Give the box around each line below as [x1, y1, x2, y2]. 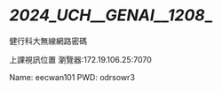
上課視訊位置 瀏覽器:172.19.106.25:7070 [9, 54, 153, 64]
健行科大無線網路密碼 [9, 35, 87, 46]
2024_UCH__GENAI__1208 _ [9, 5, 213, 26]
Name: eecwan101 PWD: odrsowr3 [9, 71, 136, 82]
